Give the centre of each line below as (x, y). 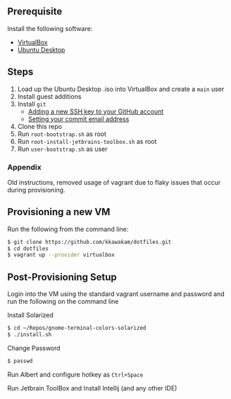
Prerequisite (35, 12)
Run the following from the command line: (68, 229)
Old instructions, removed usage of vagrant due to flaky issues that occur (114, 182)
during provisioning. (36, 190)
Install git (32, 104)
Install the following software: (50, 28)
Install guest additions (49, 96)
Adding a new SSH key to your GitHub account (96, 111)
